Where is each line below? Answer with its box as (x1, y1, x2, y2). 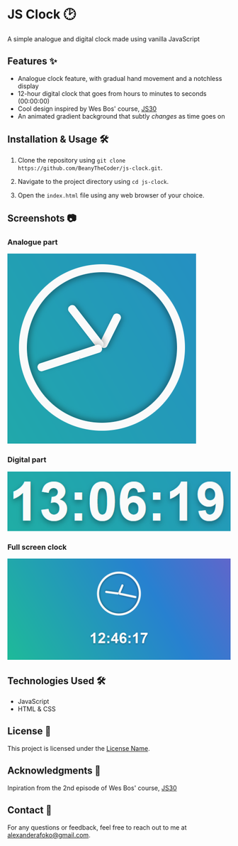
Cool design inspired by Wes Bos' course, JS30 (17, 104, 157, 113)
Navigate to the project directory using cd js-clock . (17, 177, 169, 185)
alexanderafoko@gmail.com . (7, 830, 91, 839)
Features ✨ (7, 55, 57, 67)
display (17, 82, 39, 90)
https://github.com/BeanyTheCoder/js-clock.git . (17, 163, 163, 172)
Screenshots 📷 (7, 212, 76, 224)
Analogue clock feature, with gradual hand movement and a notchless (17, 74, 222, 82)
